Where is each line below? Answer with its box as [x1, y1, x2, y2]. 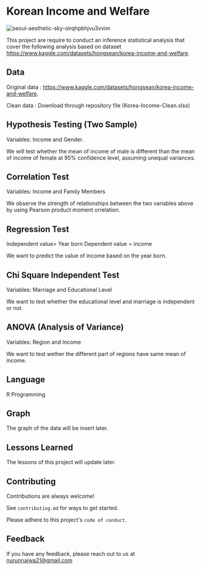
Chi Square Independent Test [6, 270, 120, 280]
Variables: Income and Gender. [6, 136, 84, 143]
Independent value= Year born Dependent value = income [6, 240, 152, 248]
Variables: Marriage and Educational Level [6, 286, 112, 293]
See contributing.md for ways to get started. [6, 505, 119, 512]
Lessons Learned [6, 442, 73, 453]
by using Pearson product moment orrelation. [6, 206, 121, 213]
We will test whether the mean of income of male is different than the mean [6, 147, 195, 155]
